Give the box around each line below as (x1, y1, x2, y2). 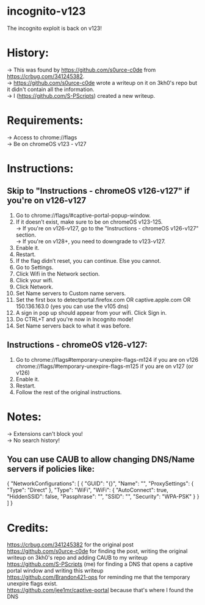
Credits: (7, 521, 49, 535)
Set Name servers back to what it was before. (15, 322, 131, 329)
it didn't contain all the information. (7, 86, 95, 93)
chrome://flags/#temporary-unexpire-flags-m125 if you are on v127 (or (15, 362, 194, 370)
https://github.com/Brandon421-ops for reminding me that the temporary (7, 573, 190, 581)
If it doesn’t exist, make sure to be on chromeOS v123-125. (15, 218, 163, 226)
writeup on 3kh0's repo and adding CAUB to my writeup (7, 554, 148, 562)
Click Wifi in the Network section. (15, 270, 100, 277)
